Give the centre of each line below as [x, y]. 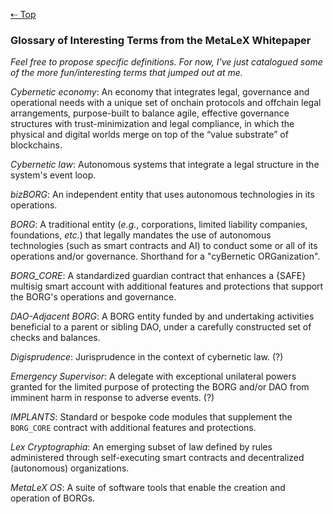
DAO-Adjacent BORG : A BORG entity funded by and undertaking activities [162, 316]
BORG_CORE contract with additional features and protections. [133, 428]
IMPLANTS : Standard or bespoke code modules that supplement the [151, 417]
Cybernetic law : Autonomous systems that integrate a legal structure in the [165, 165]
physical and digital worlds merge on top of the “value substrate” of [149, 135]
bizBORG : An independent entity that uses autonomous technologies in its [162, 195]
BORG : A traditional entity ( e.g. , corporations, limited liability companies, [159, 225]
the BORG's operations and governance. [93, 297]
